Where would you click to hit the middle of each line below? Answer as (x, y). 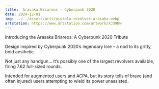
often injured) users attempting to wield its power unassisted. (67, 81)
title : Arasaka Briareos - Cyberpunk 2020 (50, 10)
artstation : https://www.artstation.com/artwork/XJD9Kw (63, 23)
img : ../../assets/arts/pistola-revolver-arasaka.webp (62, 19)
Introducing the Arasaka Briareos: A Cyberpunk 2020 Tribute (67, 37)
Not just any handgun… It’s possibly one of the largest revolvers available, (80, 61)
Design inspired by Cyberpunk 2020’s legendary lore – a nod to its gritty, (79, 46)
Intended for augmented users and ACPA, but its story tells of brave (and (79, 76)
